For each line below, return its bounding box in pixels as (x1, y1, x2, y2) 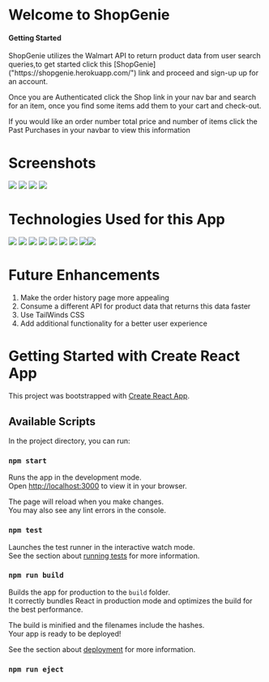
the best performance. (8, 604, 83, 614)
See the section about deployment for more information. (8, 644, 196, 654)
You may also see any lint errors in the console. (8, 505, 166, 515)
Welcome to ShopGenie (8, 6, 170, 24)
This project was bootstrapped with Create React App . (8, 391, 190, 401)
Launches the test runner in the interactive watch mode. (8, 542, 196, 552)
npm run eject (8, 664, 64, 674)
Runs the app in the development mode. (8, 472, 142, 483)
